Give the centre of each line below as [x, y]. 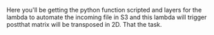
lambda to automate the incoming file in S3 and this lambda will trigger [107, 17]
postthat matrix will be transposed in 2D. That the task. [84, 24]
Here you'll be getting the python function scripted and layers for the [104, 10]
